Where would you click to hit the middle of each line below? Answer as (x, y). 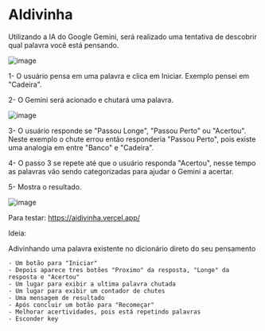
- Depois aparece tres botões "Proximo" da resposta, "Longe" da (119, 270)
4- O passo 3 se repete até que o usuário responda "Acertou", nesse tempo (132, 163)
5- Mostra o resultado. (45, 187)
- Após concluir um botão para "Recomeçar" (82, 305)
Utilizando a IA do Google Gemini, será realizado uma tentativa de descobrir (132, 37)
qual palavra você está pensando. (64, 45)
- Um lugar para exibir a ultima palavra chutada (92, 284)
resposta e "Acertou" (44, 277)
